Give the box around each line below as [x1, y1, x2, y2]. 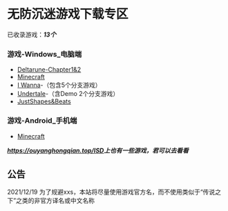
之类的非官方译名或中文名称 [16, 197, 95, 205]
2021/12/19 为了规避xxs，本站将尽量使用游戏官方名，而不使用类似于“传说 [7, 188, 216, 197]
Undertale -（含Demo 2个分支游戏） [17, 90, 120, 98]
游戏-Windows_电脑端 [7, 49, 82, 59]
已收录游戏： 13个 [7, 30, 57, 39]
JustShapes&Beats [17, 97, 71, 105]
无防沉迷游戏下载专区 [7, 6, 129, 22]
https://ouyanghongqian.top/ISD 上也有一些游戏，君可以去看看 [7, 146, 189, 154]
